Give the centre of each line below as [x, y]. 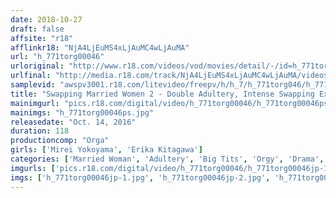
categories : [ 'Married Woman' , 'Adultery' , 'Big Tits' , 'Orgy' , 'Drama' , [167, 159]
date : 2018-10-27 [46, 19]
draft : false [37, 29]
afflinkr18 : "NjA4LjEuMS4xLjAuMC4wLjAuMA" [100, 47]
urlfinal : [31, 76]
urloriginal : [37, 66]
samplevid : [33, 85]
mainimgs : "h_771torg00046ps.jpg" [82, 112]
